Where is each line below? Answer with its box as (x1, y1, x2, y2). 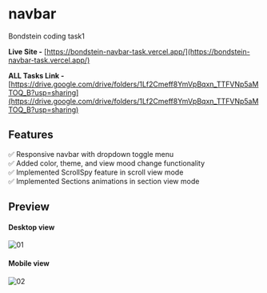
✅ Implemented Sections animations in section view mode (8, 176, 200, 186)
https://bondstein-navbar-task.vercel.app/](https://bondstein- (46, 46, 250, 56)
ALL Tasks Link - (8, 70, 65, 80)
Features (8, 128, 54, 142)
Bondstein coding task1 (8, 31, 86, 41)
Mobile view (8, 258, 50, 268)
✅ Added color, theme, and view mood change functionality (8, 158, 205, 168)
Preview (8, 200, 50, 214)
